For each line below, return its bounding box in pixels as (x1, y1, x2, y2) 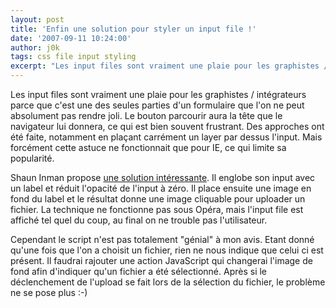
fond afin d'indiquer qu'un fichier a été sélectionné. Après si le (10, 266, 268, 277)
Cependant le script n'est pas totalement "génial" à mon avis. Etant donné (10, 234, 315, 245)
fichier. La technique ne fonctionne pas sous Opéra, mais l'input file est (10, 204, 304, 215)
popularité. (10, 152, 55, 164)
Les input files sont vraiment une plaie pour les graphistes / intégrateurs (10, 89, 307, 100)
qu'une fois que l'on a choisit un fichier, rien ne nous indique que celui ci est (10, 244, 324, 256)
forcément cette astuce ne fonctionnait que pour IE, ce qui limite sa (10, 142, 287, 153)
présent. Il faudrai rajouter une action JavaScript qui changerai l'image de (10, 255, 313, 266)
